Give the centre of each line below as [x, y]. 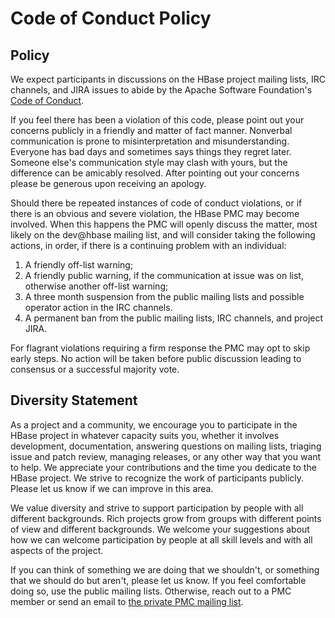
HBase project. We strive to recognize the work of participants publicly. [157, 478]
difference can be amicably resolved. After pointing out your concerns [155, 173]
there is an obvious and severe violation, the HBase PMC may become [155, 213]
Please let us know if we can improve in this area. [112, 488]
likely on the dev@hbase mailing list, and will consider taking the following [163, 235]
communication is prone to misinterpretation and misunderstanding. [150, 141]
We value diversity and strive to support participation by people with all [157, 508]
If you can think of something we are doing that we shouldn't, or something [165, 569]
